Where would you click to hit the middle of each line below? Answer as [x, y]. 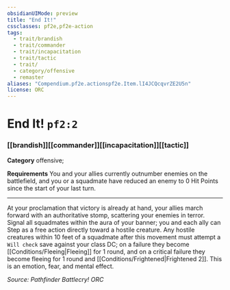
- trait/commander [40, 45]
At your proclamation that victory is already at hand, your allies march [105, 208]
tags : [15, 33]
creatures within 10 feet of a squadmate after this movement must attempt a [114, 237]
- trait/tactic [35, 58]
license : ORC [26, 90]
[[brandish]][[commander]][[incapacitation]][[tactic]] [98, 145]
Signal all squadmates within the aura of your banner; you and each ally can [114, 222]
